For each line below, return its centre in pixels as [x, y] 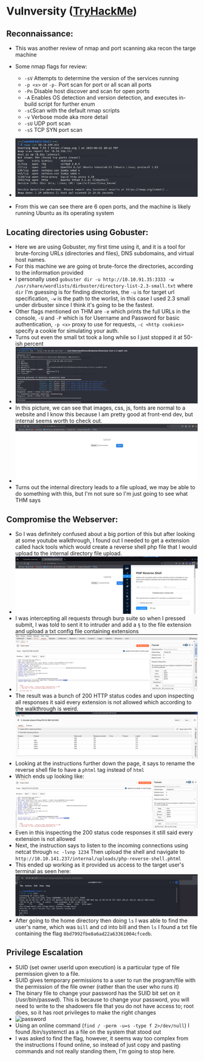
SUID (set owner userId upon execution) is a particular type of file [97, 967]
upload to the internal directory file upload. [69, 554]
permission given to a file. [47, 973]
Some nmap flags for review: [51, 66]
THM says [28, 500]
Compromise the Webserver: [62, 519]
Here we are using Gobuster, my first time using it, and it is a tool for [100, 247]
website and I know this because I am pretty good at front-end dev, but [104, 414]
